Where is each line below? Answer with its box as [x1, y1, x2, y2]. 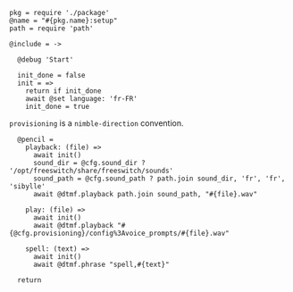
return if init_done [25, 87, 102, 96]
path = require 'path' [9, 24, 94, 33]
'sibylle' [9, 182, 46, 191]
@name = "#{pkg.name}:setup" [9, 16, 118, 25]
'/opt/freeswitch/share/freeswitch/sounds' [9, 166, 174, 175]
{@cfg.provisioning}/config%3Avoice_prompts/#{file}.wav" [9, 229, 230, 238]
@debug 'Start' [17, 55, 74, 64]
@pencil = [17, 135, 54, 144]
